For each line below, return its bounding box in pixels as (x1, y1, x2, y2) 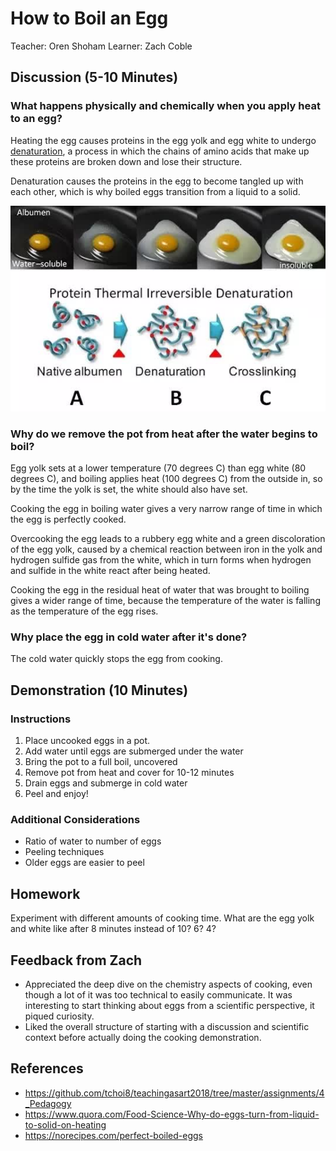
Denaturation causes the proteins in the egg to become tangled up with (10, 175, 304, 187)
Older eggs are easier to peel (24, 857, 145, 869)
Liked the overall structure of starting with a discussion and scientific (24, 1021, 310, 1032)
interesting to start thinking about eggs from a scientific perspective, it (24, 1000, 315, 1011)
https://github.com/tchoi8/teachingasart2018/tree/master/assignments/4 (24, 1087, 325, 1099)
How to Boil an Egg (10, 7, 169, 30)
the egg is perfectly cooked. (10, 513, 127, 526)
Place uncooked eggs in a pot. (24, 735, 151, 747)
